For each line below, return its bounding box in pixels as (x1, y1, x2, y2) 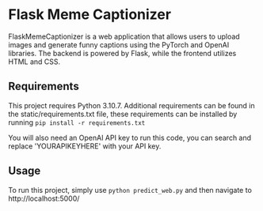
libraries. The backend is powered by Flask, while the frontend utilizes (8, 48, 237, 58)
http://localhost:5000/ (8, 194, 80, 203)
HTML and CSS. (8, 57, 61, 66)
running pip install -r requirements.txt (8, 117, 146, 127)
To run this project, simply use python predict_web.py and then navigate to (8, 185, 252, 194)
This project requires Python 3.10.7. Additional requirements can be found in (8, 100, 255, 110)
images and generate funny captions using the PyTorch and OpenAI (8, 40, 230, 49)
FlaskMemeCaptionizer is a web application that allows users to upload (8, 32, 240, 41)
